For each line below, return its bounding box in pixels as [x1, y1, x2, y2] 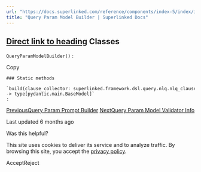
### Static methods [6, 75, 55, 81]
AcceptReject [6, 159, 40, 167]
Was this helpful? [6, 130, 49, 137]
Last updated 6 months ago [6, 118, 74, 125]
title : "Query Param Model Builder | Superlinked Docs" [6, 14, 148, 20]
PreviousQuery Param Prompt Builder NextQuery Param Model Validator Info [6, 107, 195, 114]
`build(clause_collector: [6, 86, 71, 92]
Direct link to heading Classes [6, 36, 120, 47]
